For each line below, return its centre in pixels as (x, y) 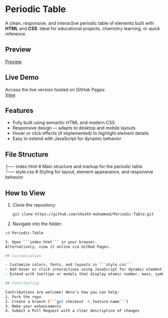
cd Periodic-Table (24, 233)
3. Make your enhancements (33, 306)
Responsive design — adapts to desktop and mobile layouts (74, 128)
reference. (16, 34)
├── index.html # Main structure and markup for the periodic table (74, 167)
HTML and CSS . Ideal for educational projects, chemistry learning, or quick (82, 28)
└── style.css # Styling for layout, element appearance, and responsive (79, 172)
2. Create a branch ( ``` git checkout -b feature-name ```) (67, 301)
